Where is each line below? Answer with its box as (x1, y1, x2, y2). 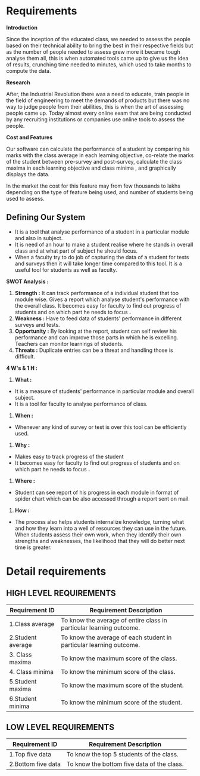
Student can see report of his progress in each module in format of (14, 489, 179, 496)
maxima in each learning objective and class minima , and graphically (6, 164, 177, 171)
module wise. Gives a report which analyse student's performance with (14, 296, 190, 303)
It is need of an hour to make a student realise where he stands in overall (14, 241, 193, 248)
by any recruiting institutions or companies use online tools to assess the (6, 115, 185, 123)
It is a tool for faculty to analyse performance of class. (14, 400, 148, 407)
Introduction (6, 24, 37, 31)
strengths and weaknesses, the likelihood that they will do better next (14, 537, 186, 544)
